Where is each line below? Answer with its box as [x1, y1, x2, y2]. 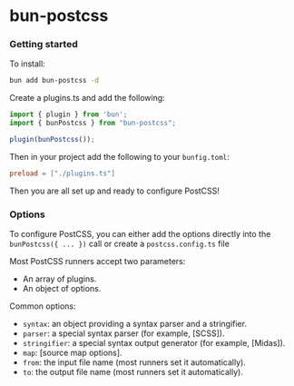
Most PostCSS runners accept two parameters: [9, 256, 186, 267]
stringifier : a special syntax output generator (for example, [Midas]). [22, 338, 286, 349]
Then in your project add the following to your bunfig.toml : [9, 151, 230, 162]
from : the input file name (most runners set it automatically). [22, 357, 247, 368]
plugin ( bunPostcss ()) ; [9, 135, 95, 144]
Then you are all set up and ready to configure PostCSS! [9, 185, 220, 196]
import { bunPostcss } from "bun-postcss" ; [9, 119, 177, 128]
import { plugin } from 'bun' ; [9, 110, 128, 119]
